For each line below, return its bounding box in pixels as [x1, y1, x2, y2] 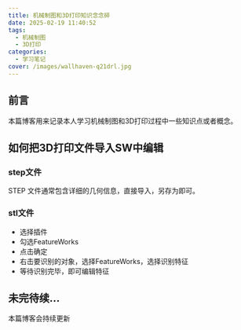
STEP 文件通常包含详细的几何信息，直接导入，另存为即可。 [8, 186, 200, 196]
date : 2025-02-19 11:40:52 [8, 19, 97, 27]
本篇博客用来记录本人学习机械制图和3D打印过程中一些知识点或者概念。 [8, 115, 238, 126]
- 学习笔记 [15, 56, 46, 64]
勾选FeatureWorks [19, 236, 79, 246]
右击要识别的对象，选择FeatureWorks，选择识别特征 [19, 256, 189, 266]
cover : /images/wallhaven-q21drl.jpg [8, 63, 132, 71]
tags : [8, 26, 26, 34]
